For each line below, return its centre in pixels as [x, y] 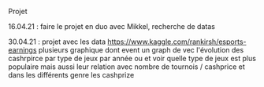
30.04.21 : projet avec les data [57, 42]
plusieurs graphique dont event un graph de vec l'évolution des [141, 50]
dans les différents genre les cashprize [71, 75]
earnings [22, 50]
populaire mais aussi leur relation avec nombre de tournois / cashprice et [127, 67]
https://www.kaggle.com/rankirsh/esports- [177, 42]
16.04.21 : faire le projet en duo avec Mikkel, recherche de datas [112, 26]
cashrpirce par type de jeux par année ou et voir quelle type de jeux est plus [132, 58]
